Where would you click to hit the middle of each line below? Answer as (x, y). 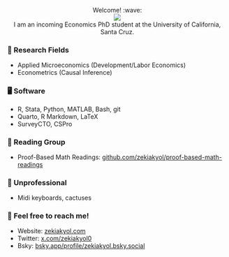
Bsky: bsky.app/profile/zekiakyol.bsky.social (81, 246)
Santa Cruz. (117, 32)
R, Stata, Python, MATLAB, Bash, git (69, 109)
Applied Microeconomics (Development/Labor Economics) (102, 65)
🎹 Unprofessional (37, 182)
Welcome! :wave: (117, 10)
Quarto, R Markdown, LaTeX (58, 116)
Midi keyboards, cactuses (54, 198)
